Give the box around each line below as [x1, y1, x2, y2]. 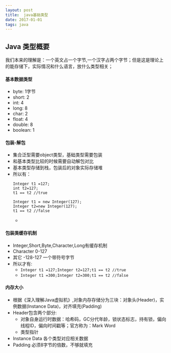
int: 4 [12, 100, 24, 106]
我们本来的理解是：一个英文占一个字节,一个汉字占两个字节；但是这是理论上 [5, 57, 164, 63]
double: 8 [12, 121, 33, 128]
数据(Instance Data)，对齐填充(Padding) [17, 303, 102, 309]
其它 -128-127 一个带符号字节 [12, 254, 75, 260]
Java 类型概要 [5, 42, 50, 51]
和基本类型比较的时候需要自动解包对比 [12, 158, 94, 165]
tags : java [5, 22, 29, 27]
